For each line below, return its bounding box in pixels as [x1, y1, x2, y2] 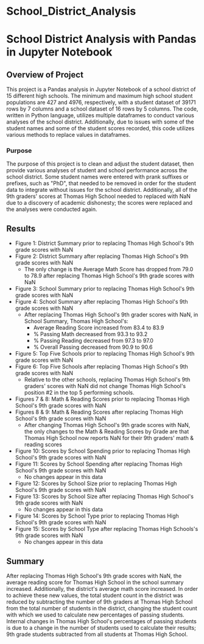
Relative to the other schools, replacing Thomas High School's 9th [24, 376, 191, 383]
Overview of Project [6, 69, 84, 80]
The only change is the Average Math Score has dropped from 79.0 [24, 266, 194, 273]
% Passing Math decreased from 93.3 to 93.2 [33, 331, 148, 338]
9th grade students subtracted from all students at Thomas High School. [6, 631, 188, 638]
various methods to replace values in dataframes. [6, 131, 131, 139]
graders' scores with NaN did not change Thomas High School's [24, 382, 186, 390]
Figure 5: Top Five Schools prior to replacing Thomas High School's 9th [15, 350, 195, 357]
